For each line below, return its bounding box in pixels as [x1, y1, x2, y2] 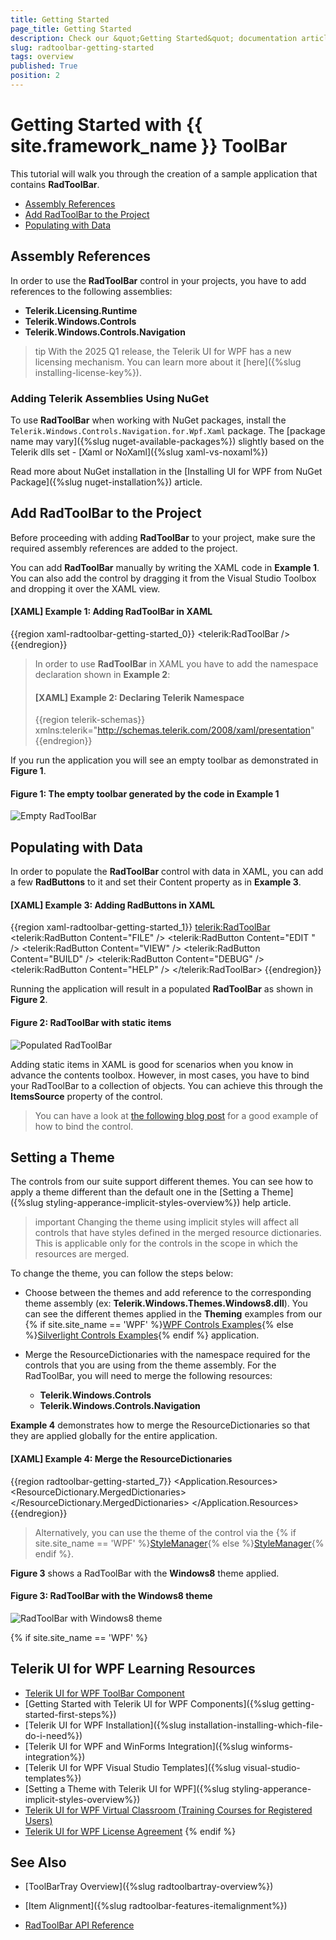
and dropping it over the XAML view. [10, 582, 161, 595]
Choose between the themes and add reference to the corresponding [24, 1287, 312, 1299]
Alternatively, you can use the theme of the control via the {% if [34, 1526, 297, 1538]
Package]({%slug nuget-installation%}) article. [10, 476, 203, 488]
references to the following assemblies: [10, 285, 173, 297]
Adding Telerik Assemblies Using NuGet [10, 391, 210, 405]
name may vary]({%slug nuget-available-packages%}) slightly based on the [10, 435, 325, 447]
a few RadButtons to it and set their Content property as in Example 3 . [10, 876, 302, 888]
